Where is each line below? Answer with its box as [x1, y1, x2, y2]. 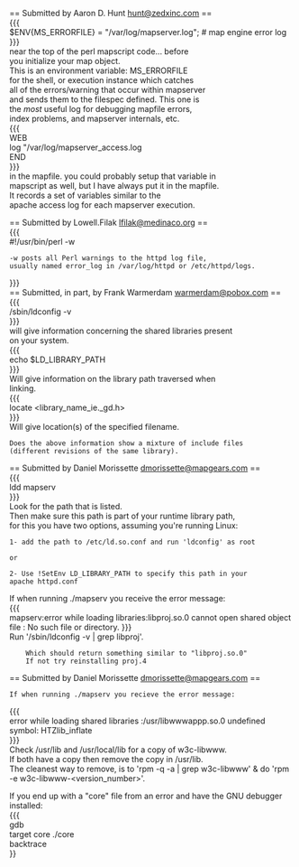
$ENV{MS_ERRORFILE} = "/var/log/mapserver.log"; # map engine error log [9, 27, 287, 37]
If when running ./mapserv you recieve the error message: [9, 690, 236, 699]
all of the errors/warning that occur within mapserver [9, 85, 206, 95]
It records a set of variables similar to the [9, 190, 161, 200]
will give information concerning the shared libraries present [9, 325, 233, 336]
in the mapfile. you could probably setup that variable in [9, 171, 216, 182]
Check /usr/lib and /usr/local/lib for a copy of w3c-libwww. [9, 744, 228, 755]
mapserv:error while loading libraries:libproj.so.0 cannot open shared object [9, 612, 292, 622]
